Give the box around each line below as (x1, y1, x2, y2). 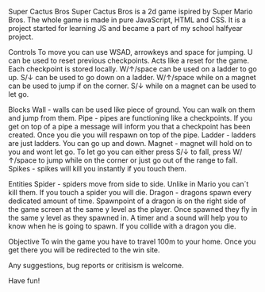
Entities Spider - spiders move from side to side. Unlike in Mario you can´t (8, 179, 249, 189)
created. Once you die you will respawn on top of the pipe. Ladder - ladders (8, 130, 256, 140)
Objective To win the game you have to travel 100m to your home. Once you (8, 237, 256, 246)
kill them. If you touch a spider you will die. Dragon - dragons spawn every (8, 188, 252, 197)
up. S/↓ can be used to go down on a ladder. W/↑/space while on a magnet (8, 73, 256, 82)
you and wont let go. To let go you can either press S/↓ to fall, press (8, 147, 232, 156)
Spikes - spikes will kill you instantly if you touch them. (8, 164, 186, 173)
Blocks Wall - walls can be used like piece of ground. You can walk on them (8, 105, 255, 114)
